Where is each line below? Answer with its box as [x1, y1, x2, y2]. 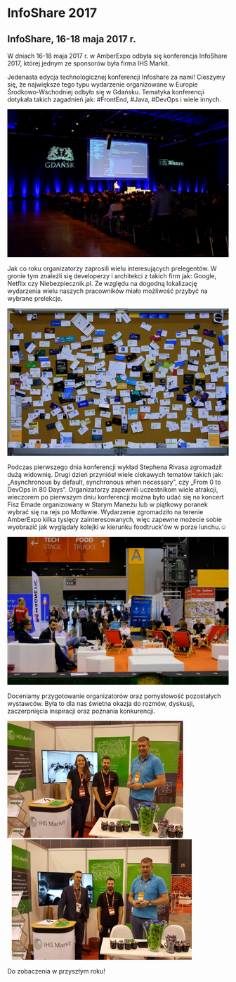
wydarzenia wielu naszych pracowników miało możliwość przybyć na [7, 287, 209, 295]
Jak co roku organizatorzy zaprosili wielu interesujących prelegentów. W [7, 264, 217, 273]
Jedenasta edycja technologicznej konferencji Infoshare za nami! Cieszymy [7, 73, 226, 81]
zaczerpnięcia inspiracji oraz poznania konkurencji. [7, 707, 156, 716]
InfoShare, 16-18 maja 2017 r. [7, 33, 136, 45]
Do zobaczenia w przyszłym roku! [7, 967, 105, 975]
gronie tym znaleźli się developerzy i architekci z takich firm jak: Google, [7, 271, 217, 280]
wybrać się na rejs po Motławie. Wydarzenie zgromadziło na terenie [7, 508, 204, 516]
